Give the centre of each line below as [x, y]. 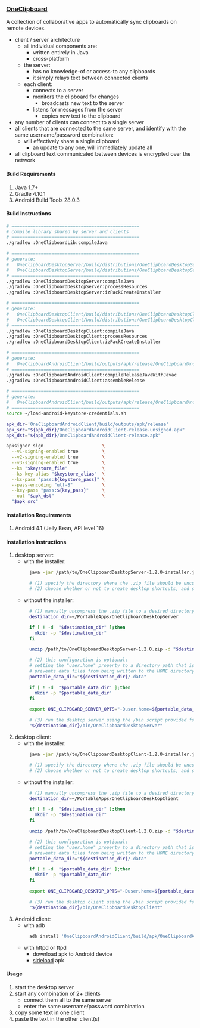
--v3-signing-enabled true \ [58, 463]
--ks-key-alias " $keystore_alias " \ [58, 474]
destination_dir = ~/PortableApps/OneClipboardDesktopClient [104, 798]
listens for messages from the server [78, 110]
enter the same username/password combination [84, 1006]
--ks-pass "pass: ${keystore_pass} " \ [58, 479]
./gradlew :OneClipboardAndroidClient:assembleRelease [76, 381]
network [25, 160]
